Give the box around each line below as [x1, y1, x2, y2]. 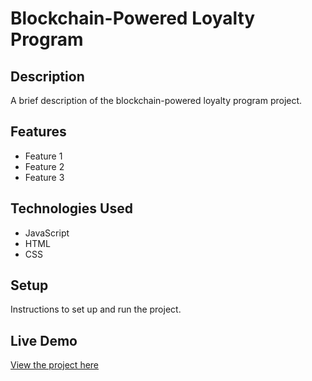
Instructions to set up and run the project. [10, 303, 182, 316]
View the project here [10, 359, 100, 371]
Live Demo [10, 332, 78, 349]
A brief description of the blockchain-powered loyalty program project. [10, 95, 303, 106]
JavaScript [24, 227, 70, 239]
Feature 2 [24, 160, 65, 172]
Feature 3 [24, 171, 65, 183]
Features [10, 123, 67, 141]
